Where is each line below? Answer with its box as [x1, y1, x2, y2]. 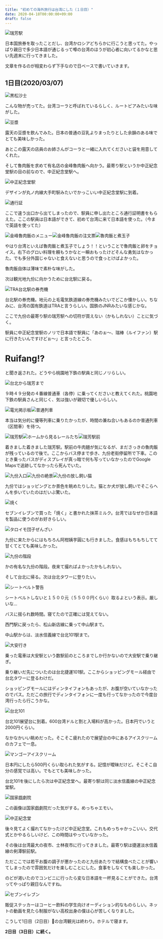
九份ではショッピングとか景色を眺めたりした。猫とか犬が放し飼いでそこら [5, 483, 154, 489]
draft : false [5, 16, 32, 21]
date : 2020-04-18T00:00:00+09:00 [5, 12, 73, 17]
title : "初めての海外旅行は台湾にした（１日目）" [5, 7, 94, 12]
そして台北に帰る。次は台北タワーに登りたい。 [5, 574, 98, 580]
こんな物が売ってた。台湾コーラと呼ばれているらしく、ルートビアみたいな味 [5, 103, 158, 109]
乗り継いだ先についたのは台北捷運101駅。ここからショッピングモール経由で [5, 669, 156, 675]
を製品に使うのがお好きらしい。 [5, 516, 69, 522]
